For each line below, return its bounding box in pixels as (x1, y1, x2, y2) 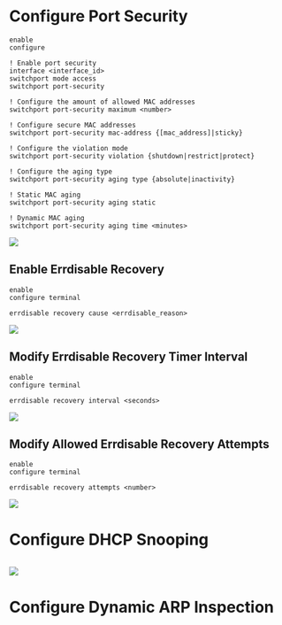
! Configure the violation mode (9, 143, 128, 152)
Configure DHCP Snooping (9, 529, 210, 550)
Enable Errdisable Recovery (9, 262, 165, 277)
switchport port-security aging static (9, 197, 156, 207)
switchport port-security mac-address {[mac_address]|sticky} (9, 128, 243, 137)
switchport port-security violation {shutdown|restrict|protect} (9, 151, 255, 160)
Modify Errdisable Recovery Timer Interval (9, 350, 248, 365)
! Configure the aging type (9, 166, 113, 176)
